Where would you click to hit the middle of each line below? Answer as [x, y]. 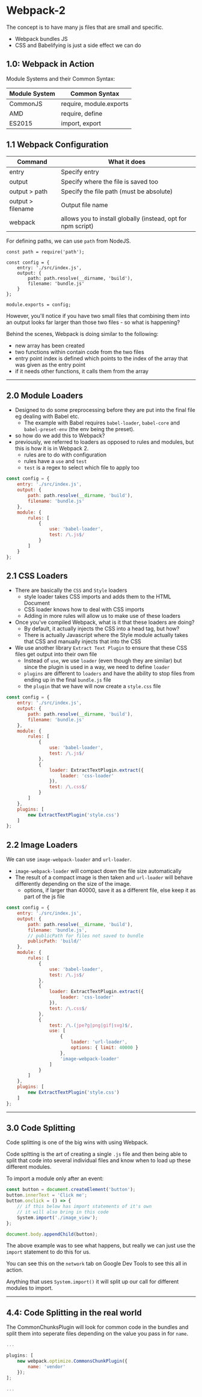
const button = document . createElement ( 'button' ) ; [71, 1190]
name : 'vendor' [47, 1367]
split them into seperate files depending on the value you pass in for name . [97, 1334]
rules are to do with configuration [65, 455]
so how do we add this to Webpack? [60, 436]
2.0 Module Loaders [44, 395]
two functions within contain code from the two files [79, 352]
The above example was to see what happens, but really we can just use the [101, 1246]
